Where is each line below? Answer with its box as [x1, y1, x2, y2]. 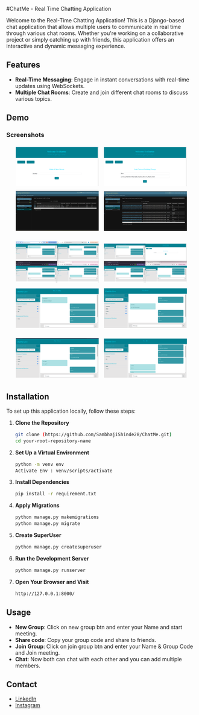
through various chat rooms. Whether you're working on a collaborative [6, 30, 184, 37]
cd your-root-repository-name [14, 437, 92, 444]
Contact [6, 679, 37, 690]
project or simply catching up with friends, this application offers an [6, 36, 174, 43]
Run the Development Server [14, 555, 89, 562]
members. [14, 662, 40, 669]
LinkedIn [14, 695, 37, 702]
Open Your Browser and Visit [14, 578, 89, 585]
